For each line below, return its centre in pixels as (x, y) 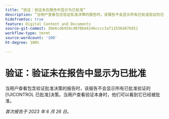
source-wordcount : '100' (31, 38)
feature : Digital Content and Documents (48, 24)
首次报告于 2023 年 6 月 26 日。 (38, 111)
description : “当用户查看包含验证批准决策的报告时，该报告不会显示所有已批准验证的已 (85, 15)
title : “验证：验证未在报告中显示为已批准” (45, 10)
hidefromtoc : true (24, 19)
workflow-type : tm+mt (28, 33)
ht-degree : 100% (22, 43)
